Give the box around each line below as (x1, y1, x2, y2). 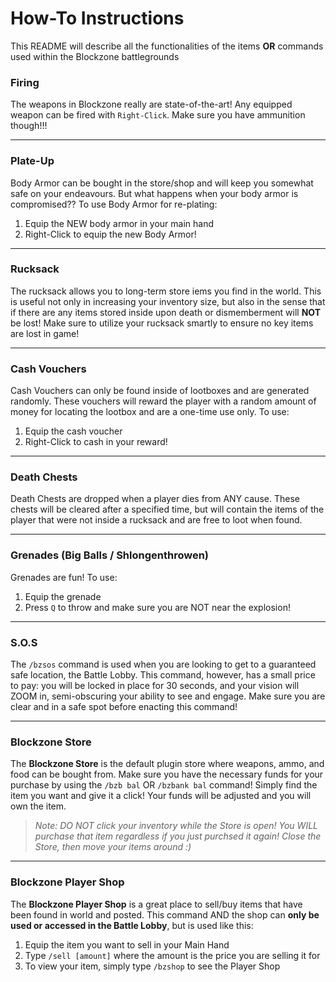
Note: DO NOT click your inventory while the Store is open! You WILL (34, 820, 318, 832)
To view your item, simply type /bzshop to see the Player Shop (24, 960, 281, 972)
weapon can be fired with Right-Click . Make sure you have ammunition (10, 109, 306, 121)
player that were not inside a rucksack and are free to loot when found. (10, 514, 303, 526)
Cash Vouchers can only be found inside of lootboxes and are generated (10, 385, 310, 397)
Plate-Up (10, 154, 55, 168)
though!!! (10, 120, 48, 132)
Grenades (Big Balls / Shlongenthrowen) (10, 548, 210, 562)
